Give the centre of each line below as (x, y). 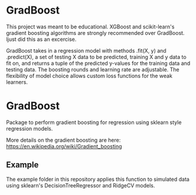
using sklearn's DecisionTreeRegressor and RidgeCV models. (81, 185)
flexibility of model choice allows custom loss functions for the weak (89, 76)
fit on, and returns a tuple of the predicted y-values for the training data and (98, 63)
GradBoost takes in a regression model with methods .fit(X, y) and (86, 50)
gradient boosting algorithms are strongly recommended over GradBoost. (95, 32)
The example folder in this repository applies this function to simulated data (98, 179)
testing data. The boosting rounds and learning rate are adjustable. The (93, 69)
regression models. (30, 128)
